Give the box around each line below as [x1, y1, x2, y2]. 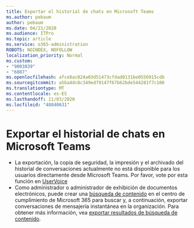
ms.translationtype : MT [6, 85, 65, 91]
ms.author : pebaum [6, 14, 51, 20]
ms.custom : [6, 58, 33, 64]
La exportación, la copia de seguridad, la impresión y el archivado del [14, 159, 184, 166]
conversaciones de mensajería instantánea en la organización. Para [14, 203, 179, 210]
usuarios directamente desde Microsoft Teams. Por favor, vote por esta [14, 171, 188, 179]
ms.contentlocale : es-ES [6, 91, 67, 97]
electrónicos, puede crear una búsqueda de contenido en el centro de [14, 190, 185, 197]
